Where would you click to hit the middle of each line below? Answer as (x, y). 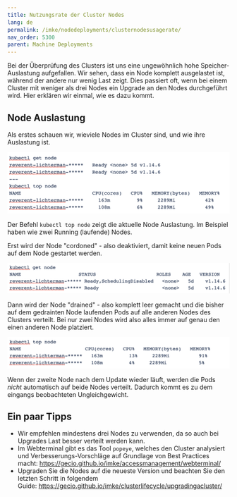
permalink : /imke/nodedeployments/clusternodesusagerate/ (94, 30)
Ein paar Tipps (39, 416)
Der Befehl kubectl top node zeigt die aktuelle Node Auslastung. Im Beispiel (118, 225)
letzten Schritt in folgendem (58, 479)
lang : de (20, 22)
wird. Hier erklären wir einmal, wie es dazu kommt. (81, 96)
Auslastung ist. (29, 142)
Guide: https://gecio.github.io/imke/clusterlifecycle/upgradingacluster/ (120, 486)
